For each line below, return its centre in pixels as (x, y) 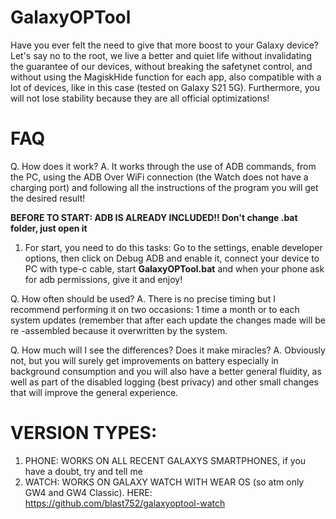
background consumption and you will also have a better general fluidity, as (166, 371)
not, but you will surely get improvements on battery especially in (144, 360)
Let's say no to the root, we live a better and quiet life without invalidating (161, 55)
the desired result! (48, 198)
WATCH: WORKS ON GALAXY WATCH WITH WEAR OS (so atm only (164, 482)
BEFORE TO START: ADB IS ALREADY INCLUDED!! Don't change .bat (154, 217)
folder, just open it (49, 228)
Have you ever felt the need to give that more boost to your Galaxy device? (164, 45)
